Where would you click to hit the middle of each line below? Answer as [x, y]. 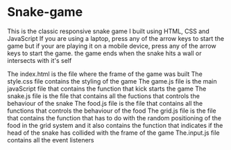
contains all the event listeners [51, 140]
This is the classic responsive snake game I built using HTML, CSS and [108, 31]
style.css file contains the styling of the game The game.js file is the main [112, 81]
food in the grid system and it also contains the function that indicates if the [115, 125]
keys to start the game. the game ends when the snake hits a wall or [105, 53]
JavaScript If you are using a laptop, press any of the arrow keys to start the [115, 38]
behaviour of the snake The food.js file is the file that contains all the [105, 103]
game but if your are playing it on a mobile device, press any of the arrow [112, 46]
